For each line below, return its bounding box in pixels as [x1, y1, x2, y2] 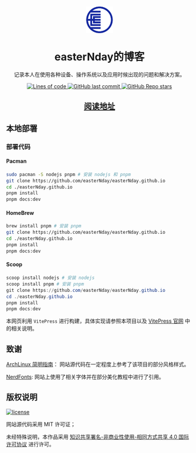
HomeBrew [6, 209, 34, 216]
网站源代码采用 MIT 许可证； [6, 420, 76, 428]
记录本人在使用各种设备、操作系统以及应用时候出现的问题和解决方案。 [14, 70, 185, 78]
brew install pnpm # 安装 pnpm [6, 223, 82, 229]
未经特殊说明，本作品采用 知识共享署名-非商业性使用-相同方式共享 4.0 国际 [6, 433, 189, 440]
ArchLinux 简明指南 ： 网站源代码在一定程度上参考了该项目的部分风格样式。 [6, 361, 189, 368]
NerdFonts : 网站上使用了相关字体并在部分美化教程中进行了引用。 [6, 374, 165, 381]
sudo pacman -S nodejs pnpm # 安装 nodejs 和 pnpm [6, 171, 131, 178]
